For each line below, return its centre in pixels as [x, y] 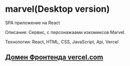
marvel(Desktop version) [58, 9]
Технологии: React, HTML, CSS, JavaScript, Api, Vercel [62, 42]
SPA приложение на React [33, 23]
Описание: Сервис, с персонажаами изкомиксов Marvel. [65, 32]
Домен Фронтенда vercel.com [54, 57]
